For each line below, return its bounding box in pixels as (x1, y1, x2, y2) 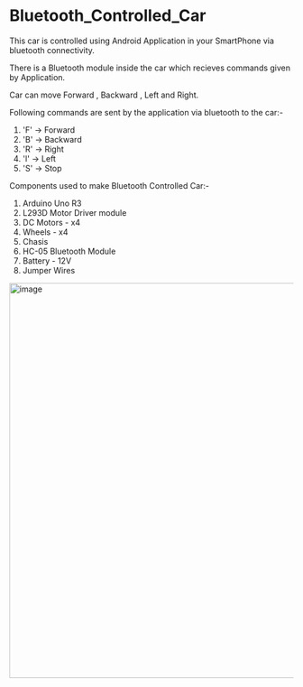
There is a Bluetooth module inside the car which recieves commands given (9, 62, 291, 73)
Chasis (22, 236, 49, 246)
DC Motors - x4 (22, 217, 81, 227)
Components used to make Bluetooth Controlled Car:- (9, 180, 210, 190)
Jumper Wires (22, 265, 76, 275)
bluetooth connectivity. (9, 44, 95, 55)
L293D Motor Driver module (22, 207, 127, 218)
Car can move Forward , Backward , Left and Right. (9, 89, 199, 100)
